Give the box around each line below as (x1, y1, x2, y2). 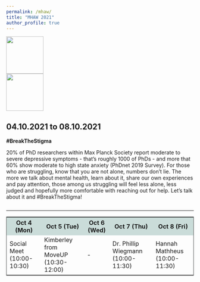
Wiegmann (112, 247, 143, 255)
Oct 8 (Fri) (158, 222, 189, 231)
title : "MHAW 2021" (6, 14, 55, 20)
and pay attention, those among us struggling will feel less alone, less (6, 181, 177, 188)
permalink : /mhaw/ (6, 8, 52, 15)
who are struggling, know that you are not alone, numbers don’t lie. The (6, 168, 182, 175)
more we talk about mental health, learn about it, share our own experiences (6, 174, 193, 182)
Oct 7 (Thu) (114, 222, 148, 231)
